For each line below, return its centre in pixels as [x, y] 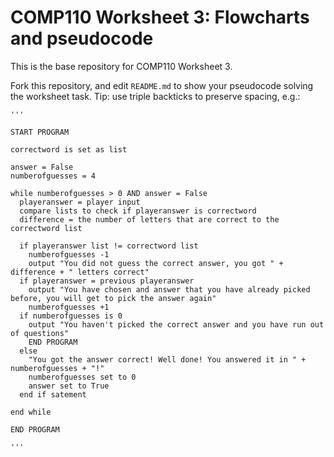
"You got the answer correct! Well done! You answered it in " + [167, 359]
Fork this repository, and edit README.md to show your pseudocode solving [162, 85]
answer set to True [69, 386]
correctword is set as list [69, 149]
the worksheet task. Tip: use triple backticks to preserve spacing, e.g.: [155, 96]
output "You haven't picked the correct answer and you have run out [176, 324]
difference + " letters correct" [80, 272]
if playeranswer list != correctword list [109, 246]
